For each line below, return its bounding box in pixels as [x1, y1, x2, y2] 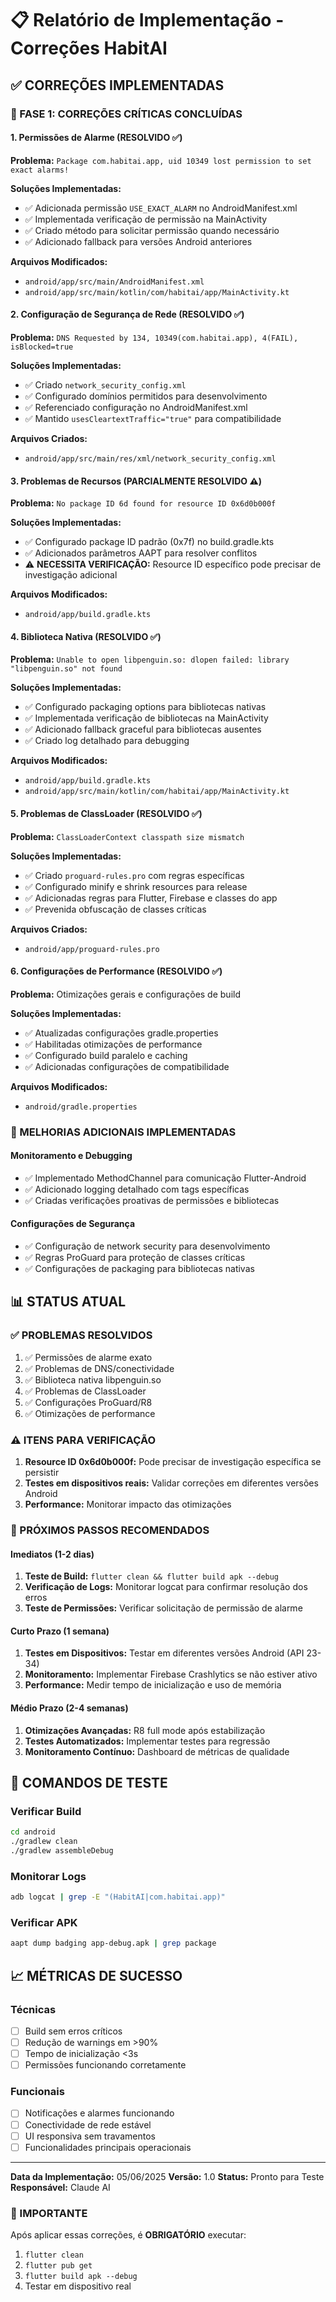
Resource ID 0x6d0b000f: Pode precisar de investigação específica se [24, 1456, 322, 1468]
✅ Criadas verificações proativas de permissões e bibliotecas [24, 1194, 280, 1206]
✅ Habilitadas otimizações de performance [24, 1038, 203, 1050]
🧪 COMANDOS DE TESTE [10, 1774, 168, 1791]
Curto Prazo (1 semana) [10, 1625, 110, 1637]
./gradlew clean [10, 1837, 78, 1847]
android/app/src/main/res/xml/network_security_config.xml [24, 453, 277, 464]
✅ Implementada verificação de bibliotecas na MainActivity [24, 712, 269, 724]
